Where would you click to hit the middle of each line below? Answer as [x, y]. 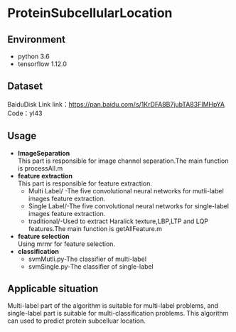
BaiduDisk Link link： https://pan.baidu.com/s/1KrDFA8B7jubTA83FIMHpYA [116, 104]
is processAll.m [40, 168]
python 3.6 [33, 56]
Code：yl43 [25, 113]
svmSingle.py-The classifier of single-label [91, 266]
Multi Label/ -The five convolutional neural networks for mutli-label [126, 191]
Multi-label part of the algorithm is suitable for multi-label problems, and [113, 306]
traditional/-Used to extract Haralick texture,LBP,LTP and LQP [118, 221]
